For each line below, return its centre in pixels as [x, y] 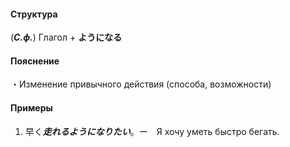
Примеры [31, 108]
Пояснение [35, 61]
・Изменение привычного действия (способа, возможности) [141, 84]
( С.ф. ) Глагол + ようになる [66, 37]
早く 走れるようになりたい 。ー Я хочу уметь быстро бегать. [152, 131]
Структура [34, 14]
